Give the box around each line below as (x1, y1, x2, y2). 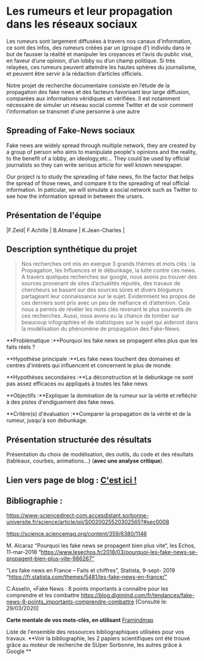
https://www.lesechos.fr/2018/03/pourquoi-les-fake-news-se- (40, 549, 198, 556)
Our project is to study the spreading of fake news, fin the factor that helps (6, 173, 194, 180)
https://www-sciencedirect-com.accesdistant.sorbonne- (6, 512, 149, 519)
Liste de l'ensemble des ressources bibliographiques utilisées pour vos (6, 628, 185, 636)
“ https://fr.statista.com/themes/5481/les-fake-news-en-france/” (6, 573, 167, 581)
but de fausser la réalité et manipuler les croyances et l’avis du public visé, (6, 50, 193, 57)
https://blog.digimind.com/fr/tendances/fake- (80, 591, 195, 599)
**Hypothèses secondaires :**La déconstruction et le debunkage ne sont (6, 374, 194, 381)
